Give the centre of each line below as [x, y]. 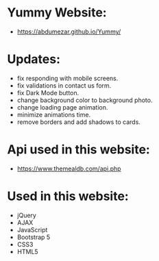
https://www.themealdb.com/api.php [69, 169]
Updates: [34, 59]
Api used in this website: [79, 150]
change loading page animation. [62, 107]
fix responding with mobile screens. [68, 78]
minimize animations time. [54, 114]
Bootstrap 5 [34, 237]
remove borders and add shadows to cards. [78, 122]
